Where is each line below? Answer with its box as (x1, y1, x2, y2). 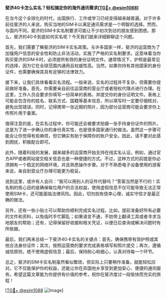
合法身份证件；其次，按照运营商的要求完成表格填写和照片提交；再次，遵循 (9, 242, 161, 248)
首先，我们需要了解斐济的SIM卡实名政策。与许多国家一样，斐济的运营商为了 (5, 44, 161, 50)
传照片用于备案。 (5, 110, 40, 116)
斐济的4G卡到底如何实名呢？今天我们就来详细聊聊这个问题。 (13, 34, 137, 39)
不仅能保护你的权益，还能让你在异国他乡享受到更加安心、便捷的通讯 (18, 265, 157, 271)
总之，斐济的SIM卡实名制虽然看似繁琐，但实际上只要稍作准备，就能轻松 (5, 259, 152, 265)
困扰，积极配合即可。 (9, 139, 53, 145)
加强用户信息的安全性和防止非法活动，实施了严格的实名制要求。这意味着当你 (5, 50, 161, 56)
